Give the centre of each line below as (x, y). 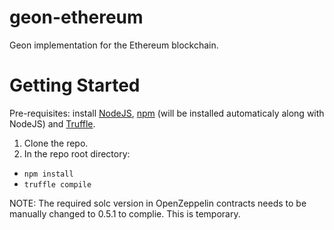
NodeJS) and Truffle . (52, 123)
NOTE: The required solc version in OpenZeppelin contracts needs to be (158, 203)
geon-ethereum (76, 17)
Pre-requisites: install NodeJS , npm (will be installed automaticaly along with (167, 113)
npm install (48, 174)
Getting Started (75, 85)
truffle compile (57, 184)
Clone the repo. (56, 143)
